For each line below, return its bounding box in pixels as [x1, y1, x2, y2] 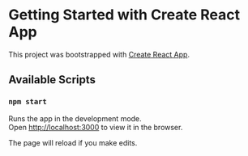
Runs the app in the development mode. [8, 113, 142, 123]
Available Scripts [8, 73, 96, 86]
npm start [8, 97, 47, 107]
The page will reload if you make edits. [8, 137, 138, 147]
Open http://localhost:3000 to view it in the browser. [8, 122, 183, 132]
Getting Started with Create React [8, 6, 241, 24]
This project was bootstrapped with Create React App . [8, 49, 190, 59]
